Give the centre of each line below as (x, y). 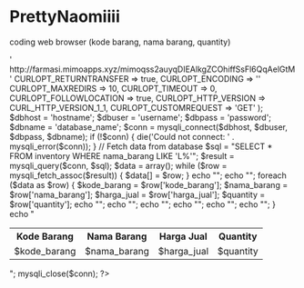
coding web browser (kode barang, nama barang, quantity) (120, 42)
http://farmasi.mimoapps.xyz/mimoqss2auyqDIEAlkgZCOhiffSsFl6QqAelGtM (152, 69)
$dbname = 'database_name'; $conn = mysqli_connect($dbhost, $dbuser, (149, 127)
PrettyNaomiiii (65, 17)
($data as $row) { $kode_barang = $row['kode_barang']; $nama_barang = (149, 184)
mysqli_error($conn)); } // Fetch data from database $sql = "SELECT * (141, 146)
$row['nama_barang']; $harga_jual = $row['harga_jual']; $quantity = (137, 194)
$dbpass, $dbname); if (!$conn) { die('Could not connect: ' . (122, 136)
